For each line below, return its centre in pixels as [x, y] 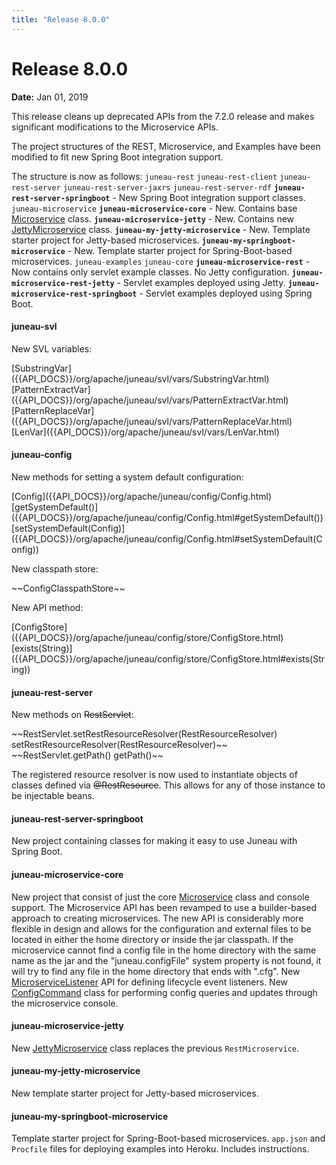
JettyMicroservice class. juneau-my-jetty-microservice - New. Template [161, 229]
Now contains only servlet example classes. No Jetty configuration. [150, 272]
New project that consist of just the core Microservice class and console [160, 897]
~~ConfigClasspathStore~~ [68, 588]
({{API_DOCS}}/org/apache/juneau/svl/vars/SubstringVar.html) [140, 378]
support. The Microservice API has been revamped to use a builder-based [164, 907]
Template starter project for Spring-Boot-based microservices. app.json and [168, 1138]
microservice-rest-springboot [74, 294]
